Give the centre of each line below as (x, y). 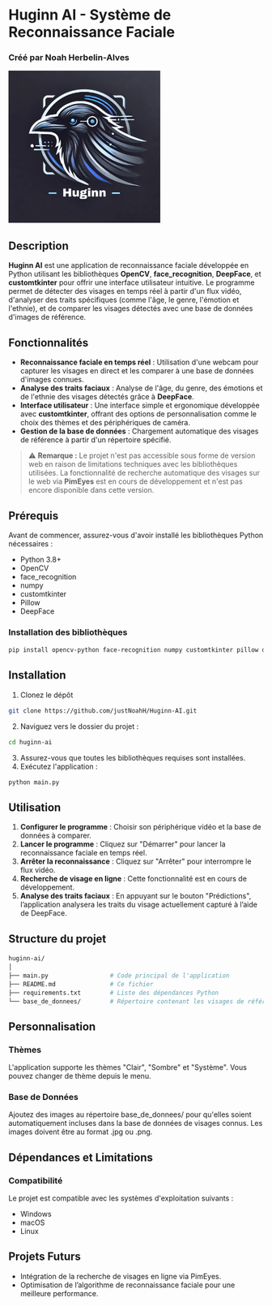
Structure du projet (57, 939)
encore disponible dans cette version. (91, 490)
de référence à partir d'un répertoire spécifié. (96, 440)
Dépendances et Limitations (81, 1157)
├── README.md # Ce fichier (81, 984)
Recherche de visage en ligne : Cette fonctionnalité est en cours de (133, 879)
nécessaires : (31, 543)
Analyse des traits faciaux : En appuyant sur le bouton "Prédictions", (136, 896)
